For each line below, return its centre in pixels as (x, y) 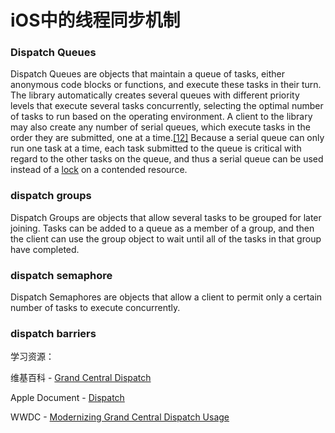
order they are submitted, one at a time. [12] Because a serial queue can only (167, 138)
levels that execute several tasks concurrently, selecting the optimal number (167, 106)
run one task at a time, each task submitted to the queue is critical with (156, 148)
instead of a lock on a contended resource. (99, 170)
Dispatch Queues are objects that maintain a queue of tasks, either (147, 74)
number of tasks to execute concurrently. (95, 308)
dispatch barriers (53, 333)
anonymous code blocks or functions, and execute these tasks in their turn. (166, 85)
